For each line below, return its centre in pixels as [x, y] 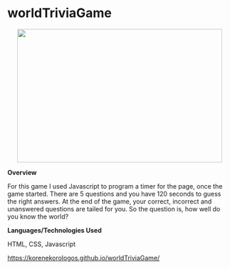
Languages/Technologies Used [54, 230]
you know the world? [38, 216]
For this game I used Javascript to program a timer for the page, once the [115, 186]
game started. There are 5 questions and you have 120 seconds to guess [114, 194]
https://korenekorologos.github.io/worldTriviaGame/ [84, 258]
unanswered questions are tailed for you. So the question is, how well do [114, 209]
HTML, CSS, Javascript [42, 244]
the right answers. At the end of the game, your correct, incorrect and [110, 201]
